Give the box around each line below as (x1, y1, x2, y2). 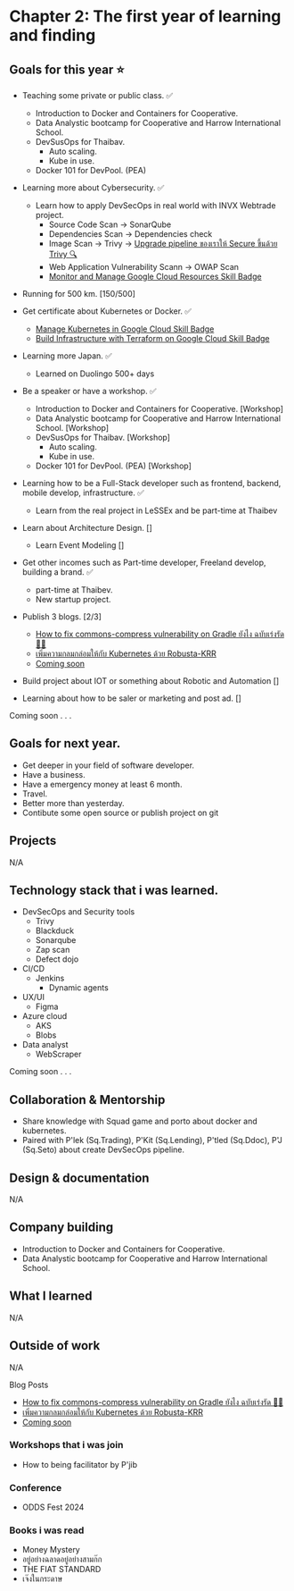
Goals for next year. (9, 736, 121, 752)
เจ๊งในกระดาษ (21, 1573, 63, 1584)
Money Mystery (21, 1545, 80, 1555)
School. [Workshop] (35, 423, 110, 433)
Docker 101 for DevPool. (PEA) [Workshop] (35, 460, 192, 471)
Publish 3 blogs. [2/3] (21, 611, 102, 622)
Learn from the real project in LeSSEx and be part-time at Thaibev (35, 505, 278, 516)
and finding (9, 25, 96, 46)
